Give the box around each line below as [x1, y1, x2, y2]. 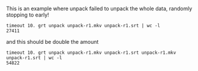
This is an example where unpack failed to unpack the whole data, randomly [6, 5, 193, 12]
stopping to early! [6, 11, 49, 18]
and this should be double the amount [6, 38, 99, 45]
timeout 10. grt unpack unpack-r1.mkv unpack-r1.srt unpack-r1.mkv [6, 50, 177, 56]
